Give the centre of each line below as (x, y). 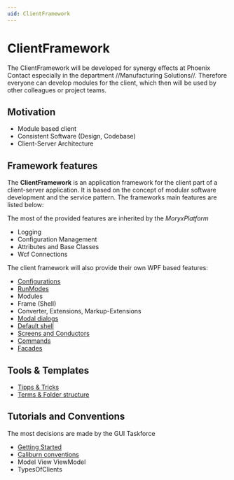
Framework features (53, 165)
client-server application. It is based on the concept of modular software (112, 190)
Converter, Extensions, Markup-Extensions (79, 311)
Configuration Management (57, 239)
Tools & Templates (48, 370)
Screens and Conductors (53, 334)
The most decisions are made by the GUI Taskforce (81, 433)
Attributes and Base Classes (58, 247)
